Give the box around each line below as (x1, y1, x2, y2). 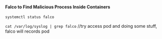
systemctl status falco (5, 15, 55, 19)
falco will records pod (5, 28, 50, 34)
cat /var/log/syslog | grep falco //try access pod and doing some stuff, (5, 23, 158, 29)
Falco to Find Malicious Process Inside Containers (5, 4, 110, 10)
